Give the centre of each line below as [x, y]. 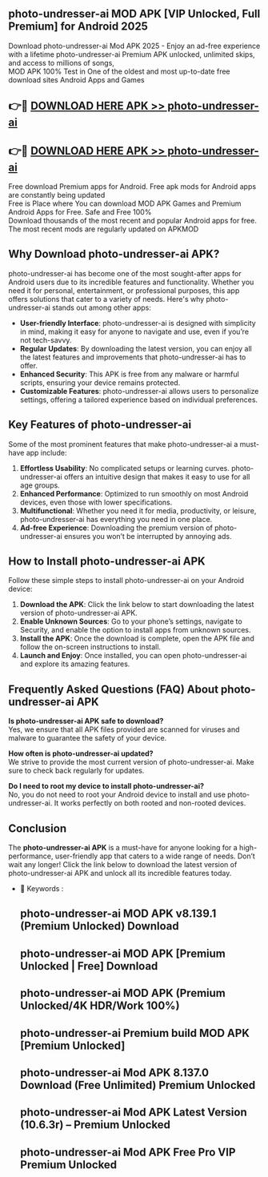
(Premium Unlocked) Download [99, 926]
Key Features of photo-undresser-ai [100, 425]
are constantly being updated [57, 195]
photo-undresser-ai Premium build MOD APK [135, 1033]
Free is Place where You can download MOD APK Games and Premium [125, 203]
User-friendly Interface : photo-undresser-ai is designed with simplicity [138, 323]
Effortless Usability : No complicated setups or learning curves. [125, 468]
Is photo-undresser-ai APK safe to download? [86, 721]
